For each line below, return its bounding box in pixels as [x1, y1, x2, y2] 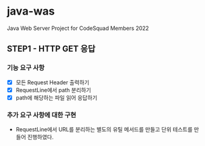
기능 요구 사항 [7, 64, 45, 72]
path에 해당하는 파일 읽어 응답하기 [15, 93, 98, 101]
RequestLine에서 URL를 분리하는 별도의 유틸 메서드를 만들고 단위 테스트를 [15, 126, 193, 133]
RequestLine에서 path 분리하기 [15, 86, 92, 93]
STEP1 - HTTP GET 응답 [7, 44, 96, 54]
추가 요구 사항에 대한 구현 [7, 111, 77, 119]
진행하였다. [27, 133, 54, 141]
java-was [7, 4, 55, 18]
